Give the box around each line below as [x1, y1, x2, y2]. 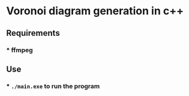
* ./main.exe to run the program [6, 82, 100, 90]
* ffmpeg [6, 46, 33, 54]
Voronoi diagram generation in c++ [6, 4, 184, 18]
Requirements [6, 28, 60, 38]
